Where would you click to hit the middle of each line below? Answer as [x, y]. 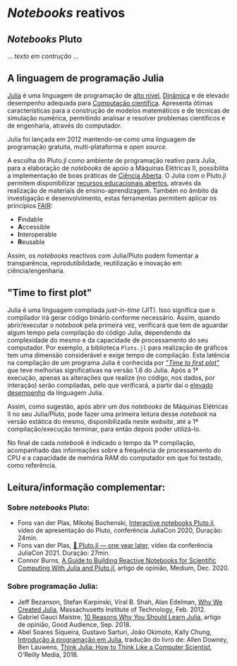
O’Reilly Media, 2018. [48, 654]
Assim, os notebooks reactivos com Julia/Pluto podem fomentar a [103, 256]
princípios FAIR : [30, 205]
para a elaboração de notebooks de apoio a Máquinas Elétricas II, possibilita [118, 168]
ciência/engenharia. [36, 270]
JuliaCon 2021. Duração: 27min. [64, 553]
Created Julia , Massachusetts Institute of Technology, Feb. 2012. [111, 609]
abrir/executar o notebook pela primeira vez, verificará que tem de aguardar [118, 325]
